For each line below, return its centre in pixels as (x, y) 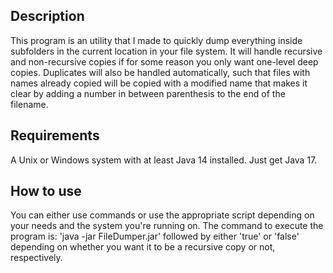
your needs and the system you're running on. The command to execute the (167, 226)
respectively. (36, 258)
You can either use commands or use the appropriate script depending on (162, 215)
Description (47, 16)
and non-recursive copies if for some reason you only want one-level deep (164, 61)
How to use (46, 191)
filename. (29, 104)
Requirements (55, 135)
